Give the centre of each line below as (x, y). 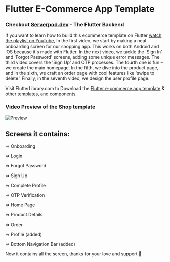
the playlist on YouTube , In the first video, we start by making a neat (76, 41)
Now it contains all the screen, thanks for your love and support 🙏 (73, 254)
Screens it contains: (37, 134)
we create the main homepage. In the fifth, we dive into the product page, (82, 68)
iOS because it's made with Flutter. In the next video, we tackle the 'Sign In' (84, 52)
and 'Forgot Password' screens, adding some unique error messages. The (82, 57)
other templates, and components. (41, 94)
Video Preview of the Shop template (50, 107)
